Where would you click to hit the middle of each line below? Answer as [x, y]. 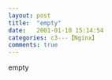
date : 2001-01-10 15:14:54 [56, 30]
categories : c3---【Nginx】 [53, 38]
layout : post [30, 15]
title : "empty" [35, 23]
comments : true [33, 45]
